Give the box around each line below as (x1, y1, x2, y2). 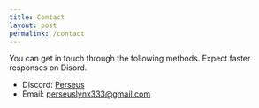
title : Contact (9, 12, 65, 22)
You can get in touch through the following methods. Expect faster (9, 54, 251, 64)
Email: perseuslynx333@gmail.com (21, 89, 151, 99)
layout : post (9, 21, 57, 30)
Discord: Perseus (21, 80, 86, 90)
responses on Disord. (9, 62, 88, 73)
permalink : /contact (9, 29, 86, 38)
